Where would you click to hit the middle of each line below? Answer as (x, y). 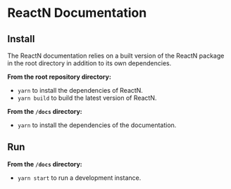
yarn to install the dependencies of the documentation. (97, 125)
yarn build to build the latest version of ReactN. (87, 98)
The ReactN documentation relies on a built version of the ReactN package (116, 56)
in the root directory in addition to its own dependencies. (89, 63)
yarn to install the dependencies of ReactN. (80, 90)
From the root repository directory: (59, 77)
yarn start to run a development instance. (79, 178)
